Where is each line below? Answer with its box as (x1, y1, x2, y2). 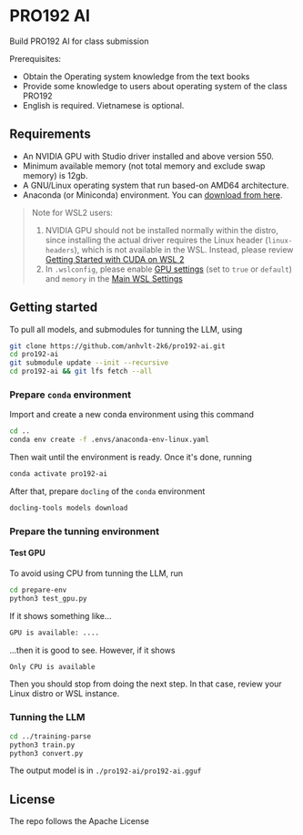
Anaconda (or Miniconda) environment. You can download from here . (22, 189, 283, 201)
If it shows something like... (9, 610, 112, 621)
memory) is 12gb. (22, 170, 88, 180)
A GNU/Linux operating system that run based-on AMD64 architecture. (22, 180, 289, 191)
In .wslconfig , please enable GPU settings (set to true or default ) (45, 263, 293, 274)
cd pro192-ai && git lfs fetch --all (9, 366, 153, 376)
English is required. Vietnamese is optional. (22, 99, 185, 110)
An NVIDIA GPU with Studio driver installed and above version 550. (22, 150, 275, 161)
